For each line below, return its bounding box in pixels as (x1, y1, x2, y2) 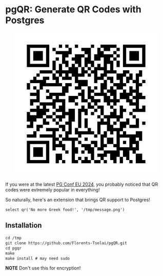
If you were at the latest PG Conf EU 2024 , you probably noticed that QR (5, 181, 158, 187)
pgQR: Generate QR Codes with (5, 4, 142, 15)
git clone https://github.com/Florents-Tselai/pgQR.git (5, 240, 127, 246)
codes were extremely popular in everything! (5, 186, 100, 193)
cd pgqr (5, 245, 22, 251)
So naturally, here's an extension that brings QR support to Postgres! (5, 196, 150, 203)
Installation (5, 221, 42, 230)
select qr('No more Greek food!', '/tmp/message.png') (5, 207, 125, 212)
